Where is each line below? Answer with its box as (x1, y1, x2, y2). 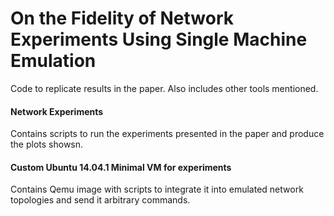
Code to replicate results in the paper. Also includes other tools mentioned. (10, 82, 319, 94)
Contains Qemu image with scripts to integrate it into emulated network (10, 183, 304, 196)
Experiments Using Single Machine (10, 28, 308, 51)
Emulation (10, 50, 97, 72)
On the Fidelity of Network (10, 7, 235, 30)
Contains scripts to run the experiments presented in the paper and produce (10, 128, 325, 140)
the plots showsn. (10, 138, 84, 151)
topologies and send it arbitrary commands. (10, 194, 191, 206)
